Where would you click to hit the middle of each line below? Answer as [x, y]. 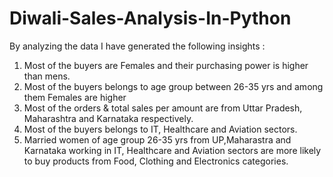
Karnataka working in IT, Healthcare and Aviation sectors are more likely [172, 150]
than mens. [47, 76]
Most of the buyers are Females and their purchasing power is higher [166, 65]
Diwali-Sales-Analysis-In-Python [150, 18]
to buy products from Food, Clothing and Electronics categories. [156, 161]
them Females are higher [75, 97]
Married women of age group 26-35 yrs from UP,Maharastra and [157, 139]
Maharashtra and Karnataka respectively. [108, 118]
